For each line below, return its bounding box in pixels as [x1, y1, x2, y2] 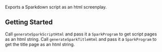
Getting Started [5, 18, 53, 26]
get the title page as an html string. [5, 41, 75, 47]
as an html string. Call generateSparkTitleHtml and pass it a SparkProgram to [5, 36, 157, 42]
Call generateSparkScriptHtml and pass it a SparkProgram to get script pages [5, 31, 157, 37]
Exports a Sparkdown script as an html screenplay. [5, 4, 107, 10]
